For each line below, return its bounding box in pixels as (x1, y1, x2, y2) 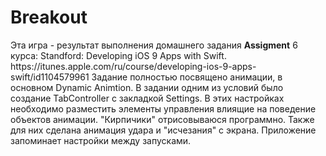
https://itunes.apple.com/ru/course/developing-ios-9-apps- (10, 60, 257, 72)
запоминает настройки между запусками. (10, 134, 192, 146)
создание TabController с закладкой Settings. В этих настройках (10, 92, 285, 104)
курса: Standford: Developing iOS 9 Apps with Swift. (10, 49, 227, 61)
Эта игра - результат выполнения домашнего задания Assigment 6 (10, 39, 298, 51)
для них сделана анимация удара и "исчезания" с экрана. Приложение (10, 124, 317, 136)
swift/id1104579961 (10, 71, 90, 83)
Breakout (10, 6, 88, 29)
